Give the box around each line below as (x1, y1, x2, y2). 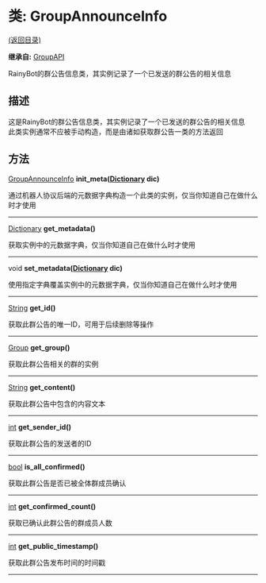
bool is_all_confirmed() (8, 461, 85, 471)
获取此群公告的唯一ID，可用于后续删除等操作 (8, 319, 154, 329)
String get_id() (8, 303, 56, 312)
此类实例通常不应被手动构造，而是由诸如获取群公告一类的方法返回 (8, 126, 223, 136)
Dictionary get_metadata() (8, 223, 97, 233)
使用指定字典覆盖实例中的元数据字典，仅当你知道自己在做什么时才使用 (8, 280, 237, 289)
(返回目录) (8, 35, 42, 44)
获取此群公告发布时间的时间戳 (8, 558, 105, 567)
